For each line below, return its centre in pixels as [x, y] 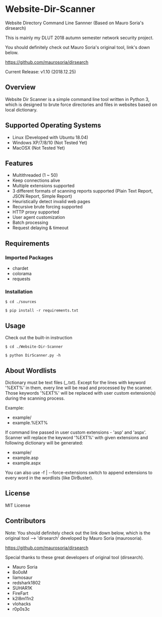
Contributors [26, 521]
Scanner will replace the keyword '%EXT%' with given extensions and [77, 437]
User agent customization [39, 217]
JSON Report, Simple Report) [42, 196]
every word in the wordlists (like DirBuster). [49, 478]
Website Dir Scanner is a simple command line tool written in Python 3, [77, 99]
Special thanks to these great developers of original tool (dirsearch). [75, 557]
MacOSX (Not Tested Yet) [39, 148]
